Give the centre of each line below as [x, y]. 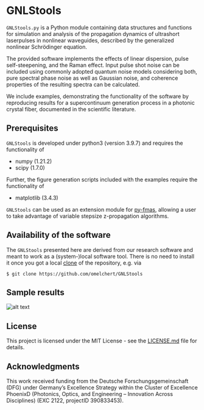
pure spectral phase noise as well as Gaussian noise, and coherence [92, 78]
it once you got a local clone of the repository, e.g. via [74, 263]
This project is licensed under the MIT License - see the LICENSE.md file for [102, 341]
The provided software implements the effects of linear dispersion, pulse [97, 58]
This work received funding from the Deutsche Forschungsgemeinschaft [97, 381]
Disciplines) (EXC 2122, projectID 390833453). [65, 400]
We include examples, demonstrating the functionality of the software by [97, 96]
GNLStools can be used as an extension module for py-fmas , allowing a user [101, 209]
